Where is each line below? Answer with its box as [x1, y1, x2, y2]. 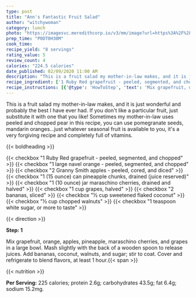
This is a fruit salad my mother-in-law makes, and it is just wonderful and [6, 101, 181, 108]
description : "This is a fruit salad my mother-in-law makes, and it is [6, 74, 187, 79]
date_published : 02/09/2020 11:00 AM [6, 68, 98, 74]
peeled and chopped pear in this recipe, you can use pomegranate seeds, [6, 119, 184, 126]
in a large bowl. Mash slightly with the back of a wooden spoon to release [6, 244, 183, 251]
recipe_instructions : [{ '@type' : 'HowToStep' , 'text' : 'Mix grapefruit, [6, 85, 187, 91]
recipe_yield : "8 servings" [6, 47, 75, 53]
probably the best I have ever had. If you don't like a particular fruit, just [6, 106, 178, 114]
